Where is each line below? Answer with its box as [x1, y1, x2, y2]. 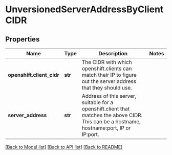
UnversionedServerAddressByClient [5, 4, 164, 15]
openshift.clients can [81, 65, 132, 72]
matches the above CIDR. [81, 112, 143, 119]
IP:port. [81, 131, 99, 138]
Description [98, 50, 128, 57]
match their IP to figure [81, 72, 137, 78]
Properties [5, 35, 40, 43]
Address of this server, [81, 93, 137, 99]
